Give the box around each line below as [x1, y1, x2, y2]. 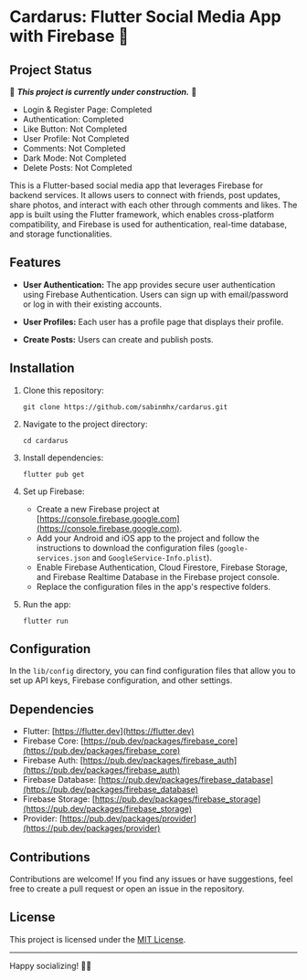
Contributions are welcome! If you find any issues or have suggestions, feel [9, 874, 293, 885]
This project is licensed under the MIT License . [9, 933, 186, 944]
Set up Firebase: [22, 486, 85, 497]
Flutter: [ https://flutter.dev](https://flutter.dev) [22, 726, 195, 737]
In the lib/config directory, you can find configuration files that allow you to [9, 665, 296, 677]
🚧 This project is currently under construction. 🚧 [9, 87, 197, 97]
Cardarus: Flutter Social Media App [9, 6, 281, 27]
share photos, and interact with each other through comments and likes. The [9, 199, 298, 210]
